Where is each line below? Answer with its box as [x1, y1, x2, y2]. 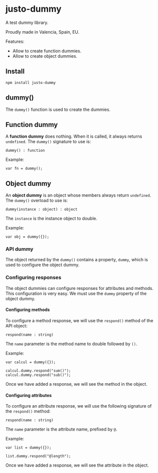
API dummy [5, 246, 34, 252]
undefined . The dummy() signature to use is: [5, 139, 91, 144]
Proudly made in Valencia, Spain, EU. [5, 29, 80, 35]
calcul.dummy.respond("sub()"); [5, 372, 71, 377]
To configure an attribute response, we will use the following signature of [5, 403, 152, 409]
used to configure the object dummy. [5, 262, 80, 268]
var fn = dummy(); [5, 166, 43, 171]
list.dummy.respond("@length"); [5, 454, 71, 459]
